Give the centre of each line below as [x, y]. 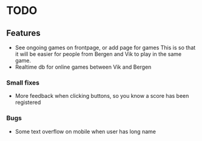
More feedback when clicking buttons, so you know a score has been [102, 96]
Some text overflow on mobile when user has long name [86, 131]
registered [28, 102]
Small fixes [23, 83]
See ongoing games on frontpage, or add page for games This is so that [105, 47]
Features [23, 33]
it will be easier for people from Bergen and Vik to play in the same [98, 54]
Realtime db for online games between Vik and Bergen [83, 67]
